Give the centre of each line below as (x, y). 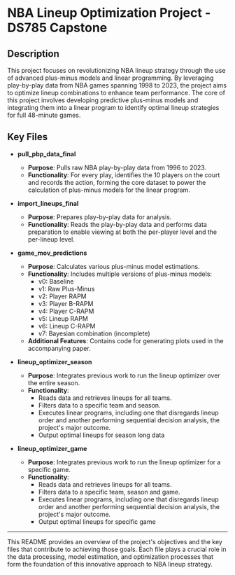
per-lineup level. (51, 239)
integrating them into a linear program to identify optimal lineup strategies (113, 108)
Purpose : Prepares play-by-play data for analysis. (100, 217)
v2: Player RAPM (62, 296)
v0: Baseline (56, 281)
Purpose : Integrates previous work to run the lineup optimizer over (124, 375)
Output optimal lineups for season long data (101, 435)
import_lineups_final (48, 203)
